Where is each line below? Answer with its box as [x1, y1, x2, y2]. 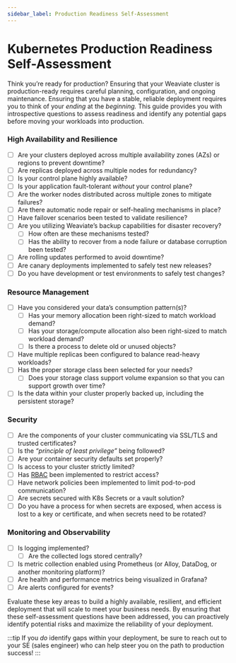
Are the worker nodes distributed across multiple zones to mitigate [17, 190, 212, 199]
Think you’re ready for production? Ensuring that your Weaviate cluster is [7, 79, 220, 88]
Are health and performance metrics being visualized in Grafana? [17, 575, 208, 584]
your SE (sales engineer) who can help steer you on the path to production [7, 641, 225, 650]
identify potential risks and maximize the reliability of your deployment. [7, 620, 213, 628]
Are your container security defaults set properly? [17, 454, 163, 463]
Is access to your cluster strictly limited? [17, 462, 136, 471]
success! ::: [7, 648, 41, 657]
